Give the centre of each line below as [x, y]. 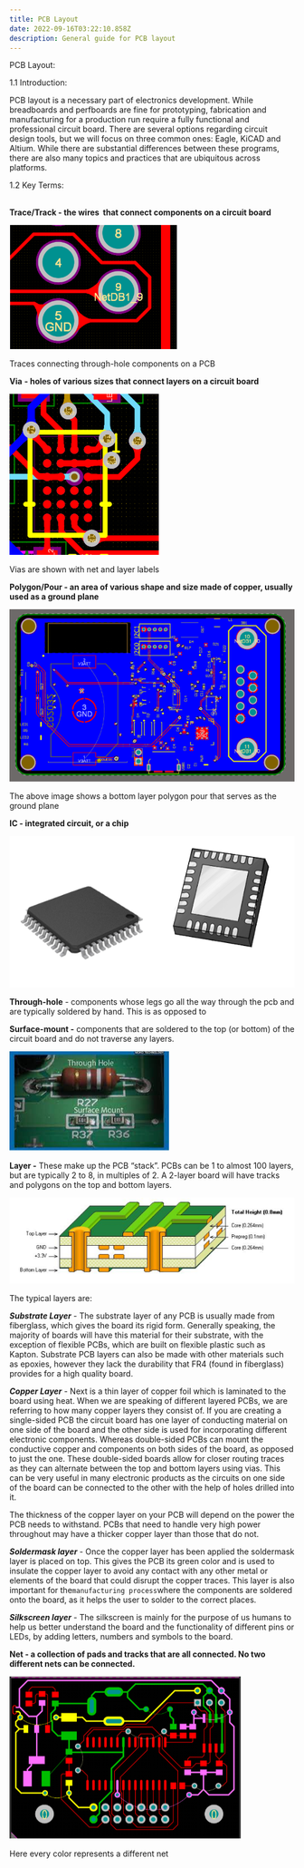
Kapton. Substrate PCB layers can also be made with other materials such [147, 1354]
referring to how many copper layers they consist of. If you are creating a [146, 1410]
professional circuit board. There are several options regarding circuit [139, 129]
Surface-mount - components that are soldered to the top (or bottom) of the [152, 1028]
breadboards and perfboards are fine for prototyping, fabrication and [138, 110]
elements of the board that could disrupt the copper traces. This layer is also [152, 1580]
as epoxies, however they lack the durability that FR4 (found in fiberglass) [147, 1364]
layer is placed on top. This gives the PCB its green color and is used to [142, 1561]
